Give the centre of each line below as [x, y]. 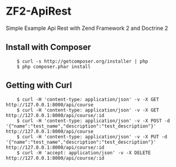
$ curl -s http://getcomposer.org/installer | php [82, 61]
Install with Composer [48, 47]
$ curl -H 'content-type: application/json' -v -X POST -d [94, 121]
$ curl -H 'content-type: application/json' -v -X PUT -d [92, 137]
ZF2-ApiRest [38, 11]
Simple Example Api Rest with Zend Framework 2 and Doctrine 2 [87, 28]
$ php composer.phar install [54, 66]
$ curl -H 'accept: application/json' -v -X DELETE [84, 153]
